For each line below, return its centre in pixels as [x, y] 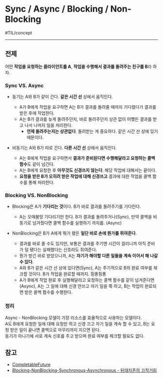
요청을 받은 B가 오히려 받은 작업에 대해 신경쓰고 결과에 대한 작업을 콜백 [85, 177]
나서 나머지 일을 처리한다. [49, 126]
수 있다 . [26, 262]
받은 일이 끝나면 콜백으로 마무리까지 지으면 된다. [55, 330]
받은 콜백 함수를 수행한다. [49, 292]
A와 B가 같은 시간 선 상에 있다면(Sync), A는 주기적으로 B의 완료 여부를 [86, 268]
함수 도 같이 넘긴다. [37, 164]
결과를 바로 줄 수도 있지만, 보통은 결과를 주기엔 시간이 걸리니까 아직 [83, 244]
